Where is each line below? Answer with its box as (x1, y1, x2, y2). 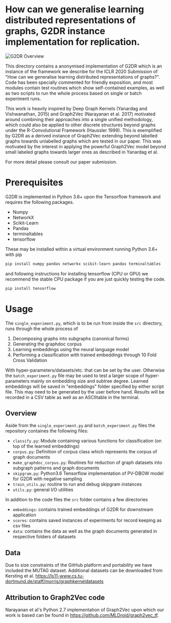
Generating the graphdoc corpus (12, 341, 82, 347)
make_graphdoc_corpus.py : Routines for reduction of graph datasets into (12, 459, 162, 466)
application (12, 512, 37, 518)
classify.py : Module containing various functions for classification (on (12, 438, 162, 444)
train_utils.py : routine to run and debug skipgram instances (12, 481, 142, 488)
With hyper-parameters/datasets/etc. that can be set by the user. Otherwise (5, 367, 165, 373)
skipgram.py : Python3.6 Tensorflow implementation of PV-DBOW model (12, 470, 164, 476)
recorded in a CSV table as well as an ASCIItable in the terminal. (5, 394, 140, 400)
